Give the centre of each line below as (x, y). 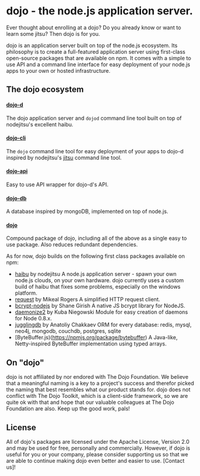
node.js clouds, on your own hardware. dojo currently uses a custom (99, 280)
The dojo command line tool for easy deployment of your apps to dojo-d (95, 151)
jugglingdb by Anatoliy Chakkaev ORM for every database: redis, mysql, (103, 325)
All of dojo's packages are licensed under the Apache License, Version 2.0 (98, 441)
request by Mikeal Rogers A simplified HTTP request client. (87, 299)
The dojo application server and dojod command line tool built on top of (94, 118)
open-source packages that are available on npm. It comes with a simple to (99, 58)
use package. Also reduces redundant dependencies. (72, 245)
